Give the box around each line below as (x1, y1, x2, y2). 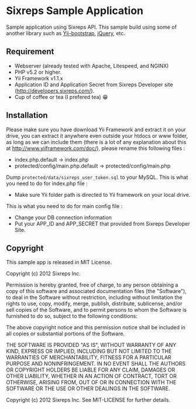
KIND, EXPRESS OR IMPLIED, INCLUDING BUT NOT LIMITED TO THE (6, 347, 172, 355)
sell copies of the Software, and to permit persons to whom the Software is (6, 306, 187, 313)
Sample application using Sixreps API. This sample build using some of (6, 23, 177, 30)
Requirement (6, 47, 54, 57)
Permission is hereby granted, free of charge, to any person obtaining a (6, 281, 178, 288)
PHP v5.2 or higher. (14, 69, 62, 76)
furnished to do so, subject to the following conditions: (6, 312, 137, 320)
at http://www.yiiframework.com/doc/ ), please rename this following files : (6, 145, 185, 152)
